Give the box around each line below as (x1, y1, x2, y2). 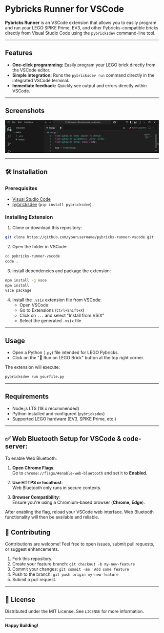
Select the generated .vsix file (19, 318, 82, 324)
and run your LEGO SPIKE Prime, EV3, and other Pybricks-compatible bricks (5, 24, 159, 30)
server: (5, 442, 28, 451)
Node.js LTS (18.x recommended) (12, 405, 80, 411)
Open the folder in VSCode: (12, 243, 68, 249)
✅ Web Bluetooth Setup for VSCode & (5, 435, 122, 443)
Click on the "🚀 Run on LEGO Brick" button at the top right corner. (12, 355, 144, 361)
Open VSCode (19, 302, 49, 308)
